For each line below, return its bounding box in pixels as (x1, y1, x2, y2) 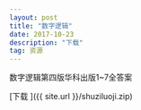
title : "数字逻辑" (9, 21, 74, 30)
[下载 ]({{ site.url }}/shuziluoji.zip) (9, 91, 133, 102)
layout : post (9, 13, 58, 22)
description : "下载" (9, 38, 84, 47)
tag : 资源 (9, 47, 43, 55)
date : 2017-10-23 (9, 30, 75, 38)
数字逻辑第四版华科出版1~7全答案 (9, 72, 133, 83)
